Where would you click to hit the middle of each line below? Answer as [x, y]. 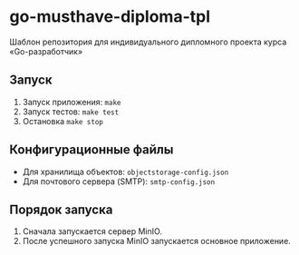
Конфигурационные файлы [92, 150]
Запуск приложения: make [72, 102]
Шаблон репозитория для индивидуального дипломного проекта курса [148, 42]
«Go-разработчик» [46, 51]
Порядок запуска [61, 209]
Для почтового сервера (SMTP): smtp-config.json [119, 181]
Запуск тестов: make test [71, 112]
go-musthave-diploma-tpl [110, 17]
